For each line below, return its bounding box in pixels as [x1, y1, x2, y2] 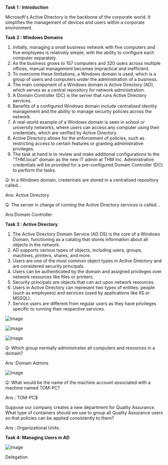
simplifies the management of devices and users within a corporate [5, 20, 145, 25]
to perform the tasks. [12, 167, 56, 173]
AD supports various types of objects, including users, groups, [12, 247, 142, 253]
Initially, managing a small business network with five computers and [12, 44, 155, 50]
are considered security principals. [12, 263, 85, 269]
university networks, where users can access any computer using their [12, 124, 160, 130]
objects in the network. [12, 242, 60, 248]
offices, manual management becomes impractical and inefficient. [12, 65, 150, 71]
